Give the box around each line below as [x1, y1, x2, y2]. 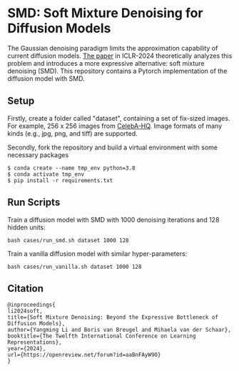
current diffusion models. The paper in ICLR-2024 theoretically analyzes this [7, 51, 233, 60]
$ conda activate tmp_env [7, 170, 84, 178]
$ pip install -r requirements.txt [7, 177, 113, 184]
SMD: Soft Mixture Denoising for [7, 5, 203, 21]
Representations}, [7, 339, 62, 346]
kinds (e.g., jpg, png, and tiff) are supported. [7, 129, 138, 137]
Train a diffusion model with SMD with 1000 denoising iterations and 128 [7, 215, 220, 224]
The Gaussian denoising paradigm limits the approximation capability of [7, 44, 218, 52]
